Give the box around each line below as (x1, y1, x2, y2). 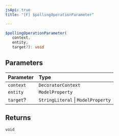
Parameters (5, 59, 43, 67)
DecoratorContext (38, 82, 80, 88)
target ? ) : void (12, 45, 44, 50)
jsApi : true (5, 7, 31, 13)
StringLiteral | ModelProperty (38, 96, 111, 103)
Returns (5, 114, 32, 122)
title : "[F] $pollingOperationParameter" (5, 12, 95, 17)
